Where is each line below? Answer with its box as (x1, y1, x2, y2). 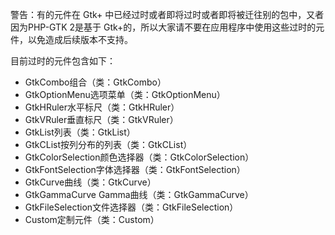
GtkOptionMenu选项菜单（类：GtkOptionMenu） (24, 89, 226, 100)
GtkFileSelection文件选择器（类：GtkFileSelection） (24, 201, 239, 213)
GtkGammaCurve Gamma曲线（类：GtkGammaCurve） (24, 189, 254, 200)
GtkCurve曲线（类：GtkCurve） (24, 176, 157, 188)
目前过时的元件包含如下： (10, 55, 116, 67)
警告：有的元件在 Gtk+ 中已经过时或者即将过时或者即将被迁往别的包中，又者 (10, 9, 325, 20)
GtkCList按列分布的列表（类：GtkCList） (24, 139, 193, 150)
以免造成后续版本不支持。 (27, 34, 133, 45)
